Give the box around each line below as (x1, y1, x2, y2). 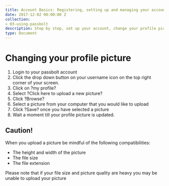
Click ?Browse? (12, 96, 45, 102)
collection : (5, 17, 30, 22)
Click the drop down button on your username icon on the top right (12, 74, 151, 80)
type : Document (5, 31, 37, 36)
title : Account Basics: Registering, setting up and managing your (5, 7, 150, 13)
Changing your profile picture (5, 52, 132, 64)
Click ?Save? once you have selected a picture (12, 106, 109, 112)
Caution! (5, 126, 33, 135)
